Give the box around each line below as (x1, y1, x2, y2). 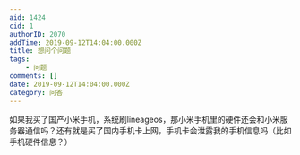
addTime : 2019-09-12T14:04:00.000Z (9, 38, 142, 47)
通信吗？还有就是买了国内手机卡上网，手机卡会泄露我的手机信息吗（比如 (24, 125, 292, 135)
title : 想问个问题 (9, 47, 72, 56)
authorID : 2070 (9, 30, 66, 39)
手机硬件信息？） (9, 136, 73, 147)
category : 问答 (9, 88, 64, 97)
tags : (9, 55, 30, 64)
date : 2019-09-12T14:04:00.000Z (9, 80, 130, 89)
